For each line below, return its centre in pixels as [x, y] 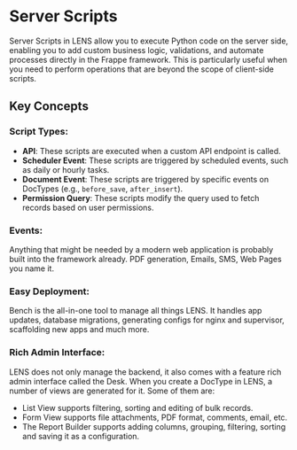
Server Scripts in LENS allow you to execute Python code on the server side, [149, 41]
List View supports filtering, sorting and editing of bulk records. [137, 407]
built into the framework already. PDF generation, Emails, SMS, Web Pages [145, 259]
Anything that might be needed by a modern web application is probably [141, 249]
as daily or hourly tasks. [66, 169]
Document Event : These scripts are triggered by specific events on [145, 179]
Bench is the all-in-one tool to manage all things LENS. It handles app [136, 311]
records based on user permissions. [88, 207]
